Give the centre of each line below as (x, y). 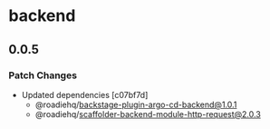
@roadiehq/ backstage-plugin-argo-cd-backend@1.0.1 (136, 104)
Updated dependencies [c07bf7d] (85, 94)
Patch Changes (43, 75)
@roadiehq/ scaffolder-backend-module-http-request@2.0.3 (148, 114)
